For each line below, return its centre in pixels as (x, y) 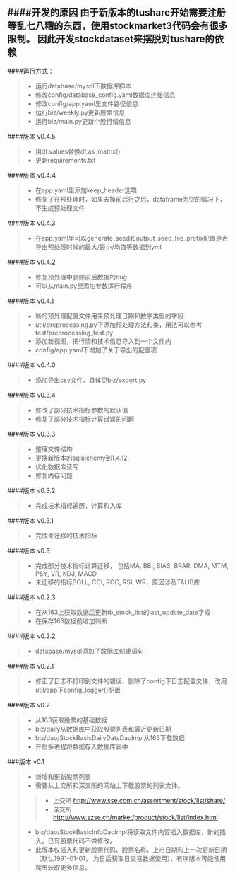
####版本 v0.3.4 (31, 395)
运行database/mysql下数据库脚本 (83, 86)
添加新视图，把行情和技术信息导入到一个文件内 (103, 341)
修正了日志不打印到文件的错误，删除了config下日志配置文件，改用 (131, 681)
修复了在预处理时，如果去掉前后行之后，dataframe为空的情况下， (131, 199)
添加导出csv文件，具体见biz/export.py (91, 380)
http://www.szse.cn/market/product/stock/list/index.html (135, 817)
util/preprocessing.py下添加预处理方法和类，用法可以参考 (119, 325)
